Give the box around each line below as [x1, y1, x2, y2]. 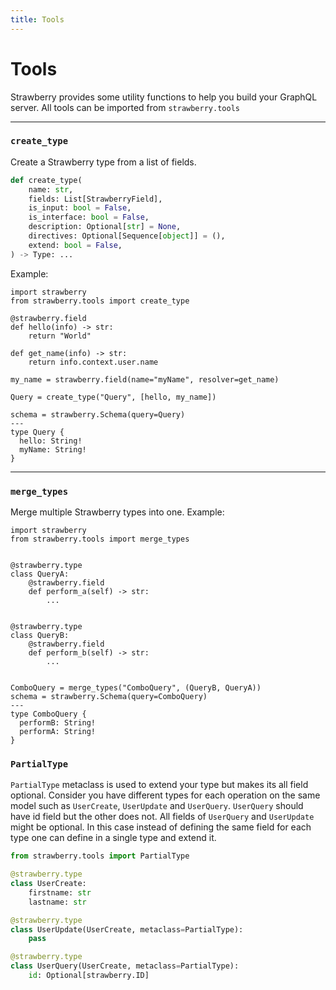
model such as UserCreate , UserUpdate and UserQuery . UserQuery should [10, 800, 304, 812]
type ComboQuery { [10, 709, 87, 720]
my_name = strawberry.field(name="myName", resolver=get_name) [10, 374, 280, 385]
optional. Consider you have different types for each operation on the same [10, 789, 321, 801]
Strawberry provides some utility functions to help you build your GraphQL [10, 91, 318, 103]
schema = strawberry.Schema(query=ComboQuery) [10, 692, 208, 702]
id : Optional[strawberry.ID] [28, 971, 150, 981]
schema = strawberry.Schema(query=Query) [10, 409, 186, 420]
